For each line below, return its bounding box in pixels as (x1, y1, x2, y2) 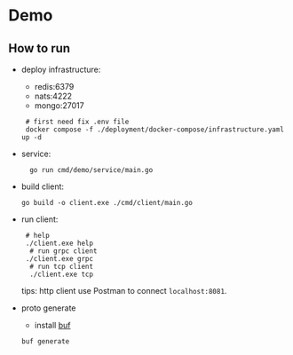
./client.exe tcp (29, 270, 94, 279)
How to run (8, 41, 71, 56)
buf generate (20, 337, 70, 346)
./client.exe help (25, 239, 94, 248)
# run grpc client (29, 247, 98, 256)
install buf (34, 320, 71, 330)
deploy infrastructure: (20, 64, 101, 75)
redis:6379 (34, 82, 75, 91)
